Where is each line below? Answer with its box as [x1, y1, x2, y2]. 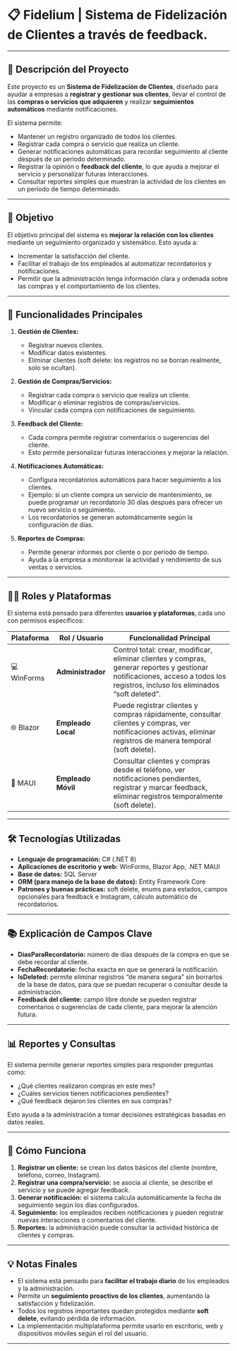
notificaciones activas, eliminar [113, 727, 217, 737]
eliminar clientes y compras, [113, 654, 207, 664]
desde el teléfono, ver [113, 765, 186, 775]
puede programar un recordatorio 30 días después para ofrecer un [28, 498, 223, 507]
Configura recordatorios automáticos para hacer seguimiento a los [28, 476, 221, 484]
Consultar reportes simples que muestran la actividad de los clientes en [17, 177, 226, 186]
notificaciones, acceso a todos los [113, 671, 226, 681]
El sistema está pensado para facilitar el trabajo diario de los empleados [17, 1277, 230, 1285]
